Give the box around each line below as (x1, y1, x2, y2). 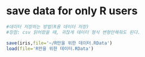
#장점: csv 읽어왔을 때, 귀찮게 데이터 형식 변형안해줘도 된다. (6, 29, 140, 35)
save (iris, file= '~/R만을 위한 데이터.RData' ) (6, 40, 113, 46)
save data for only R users (6, 4, 138, 18)
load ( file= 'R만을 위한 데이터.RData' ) (6, 46, 94, 52)
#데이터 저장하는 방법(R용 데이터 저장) (6, 24, 90, 30)
